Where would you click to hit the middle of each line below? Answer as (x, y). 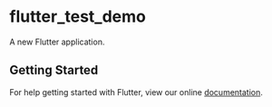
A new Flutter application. (57, 42)
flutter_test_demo (78, 17)
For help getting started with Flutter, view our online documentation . (136, 92)
